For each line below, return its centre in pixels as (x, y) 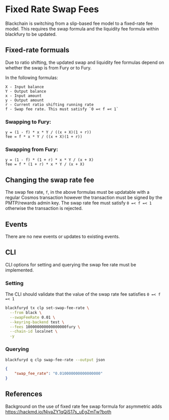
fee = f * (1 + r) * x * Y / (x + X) (45, 164)
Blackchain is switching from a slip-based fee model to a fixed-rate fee (79, 23)
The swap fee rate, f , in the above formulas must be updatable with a (77, 192)
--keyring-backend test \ (37, 322)
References (24, 394)
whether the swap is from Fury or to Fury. (49, 67)
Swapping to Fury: (28, 122)
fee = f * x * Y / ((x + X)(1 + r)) (44, 137)
